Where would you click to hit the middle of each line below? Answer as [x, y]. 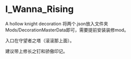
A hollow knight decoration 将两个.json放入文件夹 [57, 23]
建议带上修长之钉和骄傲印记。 [36, 51]
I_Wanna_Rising [40, 9]
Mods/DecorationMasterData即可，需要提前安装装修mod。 [67, 30]
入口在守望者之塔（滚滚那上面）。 [40, 40]
